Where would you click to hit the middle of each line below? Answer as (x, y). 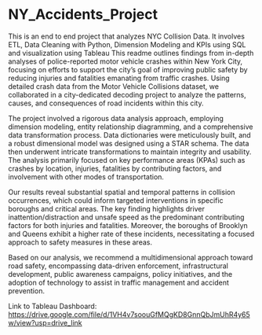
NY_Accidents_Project (83, 15)
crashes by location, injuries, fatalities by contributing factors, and (115, 168)
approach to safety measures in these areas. (80, 242)
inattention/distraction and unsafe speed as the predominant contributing (126, 217)
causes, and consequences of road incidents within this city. (106, 103)
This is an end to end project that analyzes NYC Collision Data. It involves (127, 36)
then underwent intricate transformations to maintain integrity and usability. (130, 152)
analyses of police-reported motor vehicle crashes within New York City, (126, 61)
